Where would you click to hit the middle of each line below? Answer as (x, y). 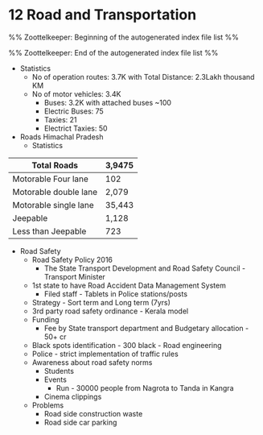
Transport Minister (75, 276)
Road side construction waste (93, 413)
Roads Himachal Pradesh (62, 137)
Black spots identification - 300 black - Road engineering (127, 345)
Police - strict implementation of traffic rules (105, 354)
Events (55, 379)
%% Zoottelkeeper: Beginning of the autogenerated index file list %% (124, 37)
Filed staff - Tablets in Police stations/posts (115, 294)
